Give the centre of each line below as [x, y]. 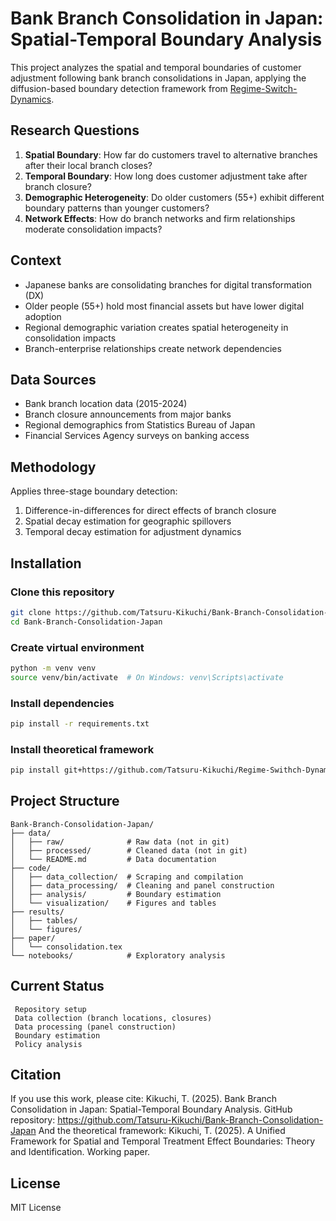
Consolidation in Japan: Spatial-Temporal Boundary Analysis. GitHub [151, 1109]
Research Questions [75, 130]
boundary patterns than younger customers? [117, 208]
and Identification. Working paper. [80, 1152]
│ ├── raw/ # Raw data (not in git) [120, 842]
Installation [46, 563]
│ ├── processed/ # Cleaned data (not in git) [129, 850]
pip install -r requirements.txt [80, 723]
